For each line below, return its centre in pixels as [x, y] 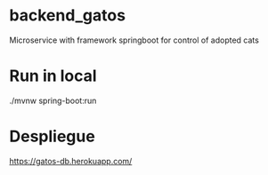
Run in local [53, 76]
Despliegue [52, 136]
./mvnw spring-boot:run [53, 100]
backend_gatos [68, 16]
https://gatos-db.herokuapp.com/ [71, 161]
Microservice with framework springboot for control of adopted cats [134, 40]
